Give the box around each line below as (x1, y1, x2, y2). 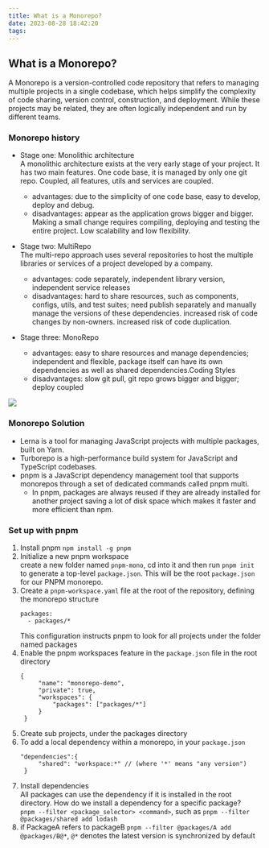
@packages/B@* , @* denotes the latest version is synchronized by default (19, 831, 255, 841)
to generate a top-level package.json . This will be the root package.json (19, 569, 255, 578)
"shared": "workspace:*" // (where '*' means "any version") (38, 760, 247, 768)
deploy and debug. (31, 201, 95, 210)
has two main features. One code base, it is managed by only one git (19, 168, 247, 177)
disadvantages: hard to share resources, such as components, (31, 292, 239, 301)
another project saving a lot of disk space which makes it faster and (31, 496, 257, 506)
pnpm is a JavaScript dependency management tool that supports (19, 470, 239, 480)
